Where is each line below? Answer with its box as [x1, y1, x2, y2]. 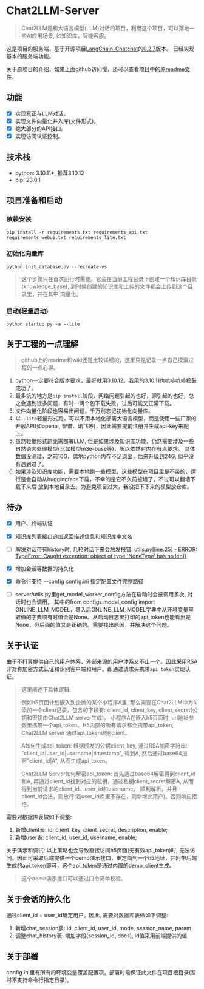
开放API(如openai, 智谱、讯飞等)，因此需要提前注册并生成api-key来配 [15, 422, 189, 430]
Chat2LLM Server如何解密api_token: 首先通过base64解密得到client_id [21, 770, 196, 777]
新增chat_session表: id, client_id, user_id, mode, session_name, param [15, 924, 191, 931]
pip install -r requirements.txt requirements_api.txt [6, 229, 148, 235]
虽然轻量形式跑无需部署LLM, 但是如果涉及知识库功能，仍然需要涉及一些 [15, 437, 194, 445]
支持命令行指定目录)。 [16, 976, 73, 984]
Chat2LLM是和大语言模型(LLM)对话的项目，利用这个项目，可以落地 [21, 24, 190, 32]
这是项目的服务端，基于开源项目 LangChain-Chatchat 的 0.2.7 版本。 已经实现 [6, 45, 195, 52]
